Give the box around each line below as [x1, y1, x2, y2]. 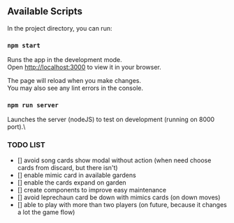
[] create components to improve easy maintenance [17, 185, 166, 194]
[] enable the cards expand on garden [17, 178, 127, 187]
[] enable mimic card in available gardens [17, 171, 136, 179]
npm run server [7, 101, 59, 109]
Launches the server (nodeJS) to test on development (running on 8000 [7, 115, 215, 124]
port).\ [7, 123, 26, 131]
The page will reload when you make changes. [7, 77, 142, 85]
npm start [7, 41, 41, 49]
